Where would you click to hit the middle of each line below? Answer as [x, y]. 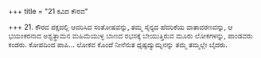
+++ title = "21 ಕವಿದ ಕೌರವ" [49, 11]
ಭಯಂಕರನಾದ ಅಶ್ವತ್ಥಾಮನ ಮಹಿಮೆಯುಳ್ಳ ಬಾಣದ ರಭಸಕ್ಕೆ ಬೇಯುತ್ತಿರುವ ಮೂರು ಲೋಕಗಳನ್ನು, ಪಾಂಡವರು [130, 36]
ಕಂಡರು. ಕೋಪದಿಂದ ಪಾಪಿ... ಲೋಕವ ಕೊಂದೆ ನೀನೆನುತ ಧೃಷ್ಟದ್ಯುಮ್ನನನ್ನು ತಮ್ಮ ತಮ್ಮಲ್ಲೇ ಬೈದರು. [118, 45]
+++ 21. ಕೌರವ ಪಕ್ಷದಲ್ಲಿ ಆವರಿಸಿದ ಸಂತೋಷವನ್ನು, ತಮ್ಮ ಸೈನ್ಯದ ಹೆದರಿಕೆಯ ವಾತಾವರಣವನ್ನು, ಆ [121, 27]
